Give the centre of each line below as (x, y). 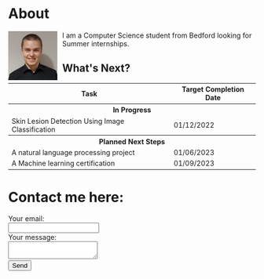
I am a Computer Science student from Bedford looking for (157, 35)
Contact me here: (66, 197)
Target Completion (213, 89)
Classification (33, 129)
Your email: (26, 219)
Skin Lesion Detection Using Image (68, 121)
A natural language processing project (73, 152)
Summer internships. (96, 43)
